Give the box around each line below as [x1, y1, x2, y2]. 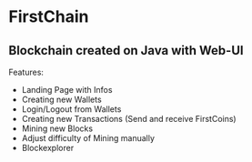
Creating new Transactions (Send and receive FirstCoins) [21, 114, 237, 124]
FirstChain [8, 6, 89, 27]
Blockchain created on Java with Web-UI [8, 43, 244, 58]
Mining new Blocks [21, 123, 93, 134]
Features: [8, 66, 45, 77]
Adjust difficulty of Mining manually [21, 133, 156, 143]
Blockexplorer [21, 143, 75, 153]
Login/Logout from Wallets [21, 104, 122, 115]
